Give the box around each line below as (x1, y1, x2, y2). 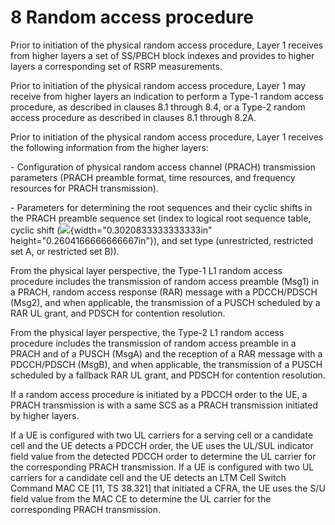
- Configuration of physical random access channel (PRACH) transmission (10, 161, 316, 173)
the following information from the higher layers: (10, 141, 209, 153)
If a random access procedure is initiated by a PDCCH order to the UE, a (10, 388, 308, 400)
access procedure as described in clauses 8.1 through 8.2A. (10, 111, 257, 123)
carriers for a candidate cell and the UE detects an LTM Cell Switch (10, 471, 287, 483)
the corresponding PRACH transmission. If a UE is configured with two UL (10, 461, 315, 473)
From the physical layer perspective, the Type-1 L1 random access (10, 264, 283, 276)
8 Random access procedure (10, 6, 254, 29)
